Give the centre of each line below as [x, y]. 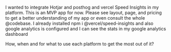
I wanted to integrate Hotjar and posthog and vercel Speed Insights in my [82, 7]
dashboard [17, 34]
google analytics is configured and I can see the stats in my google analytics [86, 29]
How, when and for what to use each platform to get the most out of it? [80, 44]
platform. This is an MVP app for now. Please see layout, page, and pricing [84, 13]
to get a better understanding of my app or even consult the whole [75, 18]
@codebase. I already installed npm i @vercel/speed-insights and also [79, 23]
